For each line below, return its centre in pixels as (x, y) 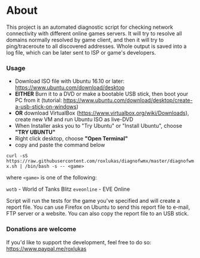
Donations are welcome (41, 229)
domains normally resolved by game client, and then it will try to (85, 40)
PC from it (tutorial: (38, 100)
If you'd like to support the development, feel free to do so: (79, 242)
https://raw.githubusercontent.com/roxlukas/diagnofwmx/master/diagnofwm (100, 161)
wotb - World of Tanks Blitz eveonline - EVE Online (68, 189)
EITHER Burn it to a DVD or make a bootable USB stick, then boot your (101, 94)
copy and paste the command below (60, 145)
